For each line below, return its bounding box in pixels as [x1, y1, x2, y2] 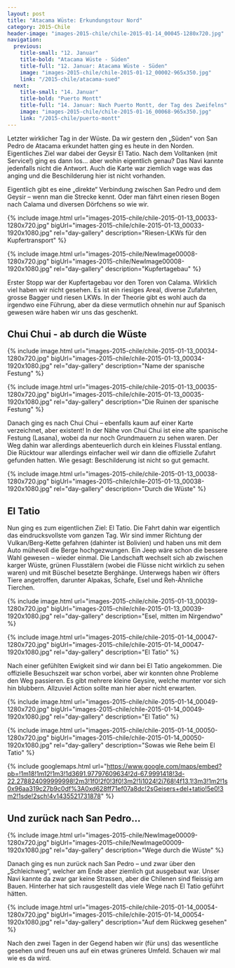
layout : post [7, 10, 46, 18]
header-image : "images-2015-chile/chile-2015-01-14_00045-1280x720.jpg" [7, 30, 224, 37]
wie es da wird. [7, 954, 51, 962]
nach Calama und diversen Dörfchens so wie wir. [7, 200, 149, 208]
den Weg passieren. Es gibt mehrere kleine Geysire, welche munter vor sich [7, 676, 227, 685]
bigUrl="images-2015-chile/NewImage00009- [51, 839, 184, 847]
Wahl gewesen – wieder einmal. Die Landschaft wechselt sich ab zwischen [7, 554, 223, 562]
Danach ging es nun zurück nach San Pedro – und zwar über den [7, 860, 196, 868]
